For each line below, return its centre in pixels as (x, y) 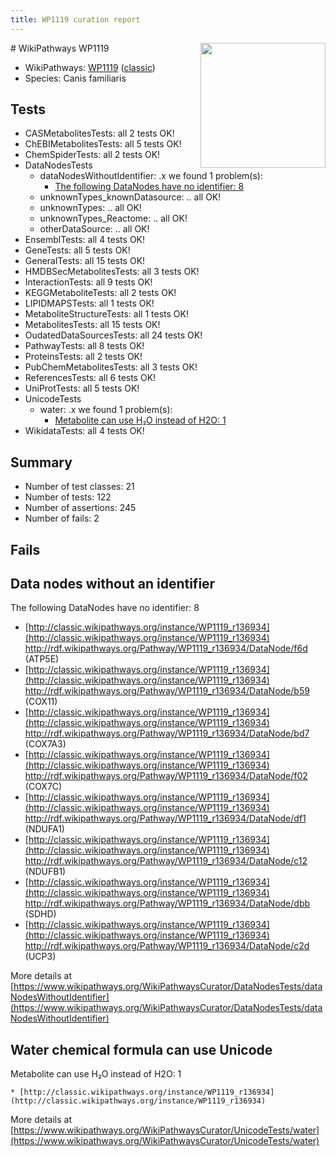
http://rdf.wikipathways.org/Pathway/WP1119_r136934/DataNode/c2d (167, 946)
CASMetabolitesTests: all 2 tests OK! (99, 133)
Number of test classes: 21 (79, 487)
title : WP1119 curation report (75, 19)
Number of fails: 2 (62, 518)
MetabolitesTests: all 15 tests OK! (92, 325)
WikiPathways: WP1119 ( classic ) (90, 67)
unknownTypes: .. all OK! (90, 208)
